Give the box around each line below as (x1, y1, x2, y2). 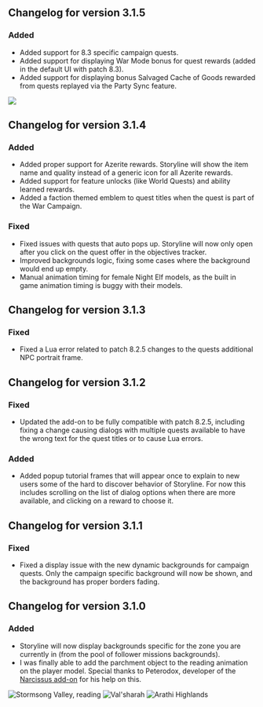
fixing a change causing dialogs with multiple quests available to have (19, 425, 246, 435)
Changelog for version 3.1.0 (8, 599, 147, 613)
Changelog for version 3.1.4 (8, 118, 147, 132)
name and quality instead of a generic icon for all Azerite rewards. (19, 168, 233, 177)
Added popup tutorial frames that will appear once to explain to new (19, 471, 240, 481)
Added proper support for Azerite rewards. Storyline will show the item (19, 160, 249, 169)
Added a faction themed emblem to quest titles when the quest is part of (19, 193, 255, 202)
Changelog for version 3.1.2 (8, 376, 146, 389)
